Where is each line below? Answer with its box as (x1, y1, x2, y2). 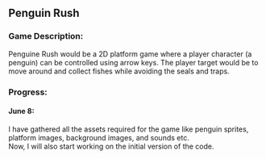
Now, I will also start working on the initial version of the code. (8, 141, 215, 151)
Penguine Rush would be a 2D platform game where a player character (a (8, 48, 252, 59)
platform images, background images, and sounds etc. (8, 132, 189, 142)
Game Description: (8, 31, 84, 42)
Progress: (8, 86, 48, 98)
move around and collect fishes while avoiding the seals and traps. (8, 66, 230, 76)
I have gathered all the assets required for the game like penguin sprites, (8, 124, 249, 134)
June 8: (8, 107, 35, 116)
